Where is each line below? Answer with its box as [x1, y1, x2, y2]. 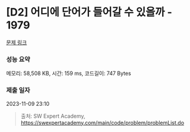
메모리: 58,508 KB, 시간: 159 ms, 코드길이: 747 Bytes [6, 70, 132, 77]
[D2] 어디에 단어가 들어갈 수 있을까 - [6, 5, 172, 19]
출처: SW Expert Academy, [20, 112, 85, 120]
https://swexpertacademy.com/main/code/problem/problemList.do [20, 119, 185, 126]
